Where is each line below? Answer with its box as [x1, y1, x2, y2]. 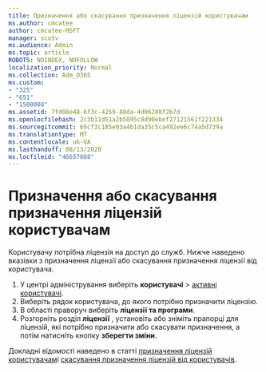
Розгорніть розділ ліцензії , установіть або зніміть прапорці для [19, 314, 239, 323]
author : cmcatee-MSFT [8, 26, 81, 34]
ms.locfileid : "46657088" [8, 152, 94, 160]
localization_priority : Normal [8, 64, 113, 72]
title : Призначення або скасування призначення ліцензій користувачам [8, 11, 248, 20]
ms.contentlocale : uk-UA [8, 137, 91, 146]
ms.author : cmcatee [8, 19, 73, 27]
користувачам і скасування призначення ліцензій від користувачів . [8, 354, 237, 364]
